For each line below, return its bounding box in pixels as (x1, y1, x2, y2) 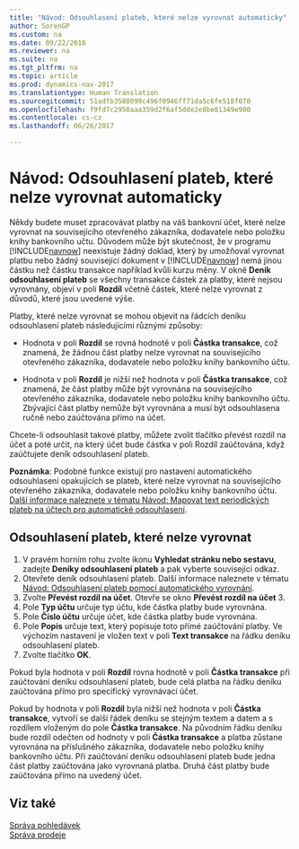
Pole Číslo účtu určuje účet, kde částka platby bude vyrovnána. (22, 611, 258, 622)
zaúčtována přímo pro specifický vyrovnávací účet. (9, 686, 199, 696)
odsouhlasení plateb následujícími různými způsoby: (9, 319, 203, 330)
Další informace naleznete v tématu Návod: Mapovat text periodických (9, 495, 269, 505)
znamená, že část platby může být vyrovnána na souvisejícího (22, 383, 253, 394)
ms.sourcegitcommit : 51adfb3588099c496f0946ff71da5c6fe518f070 (9, 96, 251, 106)
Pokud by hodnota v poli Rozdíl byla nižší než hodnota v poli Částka (9, 703, 262, 713)
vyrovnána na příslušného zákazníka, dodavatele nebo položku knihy (9, 741, 265, 752)
